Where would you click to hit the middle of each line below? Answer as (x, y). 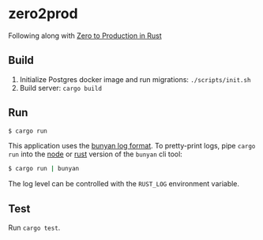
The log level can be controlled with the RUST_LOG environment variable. (124, 184)
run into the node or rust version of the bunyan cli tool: (96, 154)
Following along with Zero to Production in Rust (85, 36)
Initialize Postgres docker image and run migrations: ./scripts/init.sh (135, 79)
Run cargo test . (34, 228)
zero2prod (43, 14)
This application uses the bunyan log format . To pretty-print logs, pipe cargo (132, 146)
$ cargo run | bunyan (44, 169)
